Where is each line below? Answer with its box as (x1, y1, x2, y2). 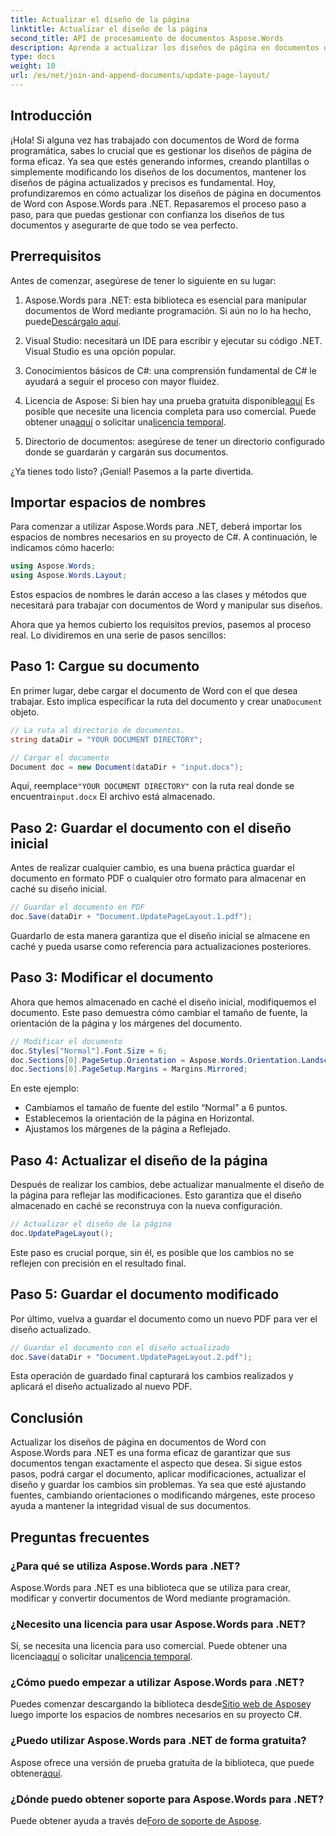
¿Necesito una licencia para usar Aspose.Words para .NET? (10, 1617, 307, 1631)
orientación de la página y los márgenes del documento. (10, 1017, 243, 1029)
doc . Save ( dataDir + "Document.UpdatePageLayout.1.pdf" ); (10, 912, 253, 922)
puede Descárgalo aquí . (24, 315, 122, 327)
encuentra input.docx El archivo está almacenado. (10, 791, 216, 803)
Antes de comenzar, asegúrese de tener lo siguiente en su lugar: (10, 274, 277, 286)
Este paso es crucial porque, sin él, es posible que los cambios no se (10, 1246, 295, 1258)
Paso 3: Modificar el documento (10, 969, 214, 986)
